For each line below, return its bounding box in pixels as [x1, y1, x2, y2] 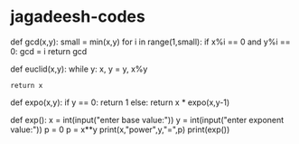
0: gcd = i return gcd [10, 45, 88, 56]
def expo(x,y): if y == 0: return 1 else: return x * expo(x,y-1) [10, 97, 230, 108]
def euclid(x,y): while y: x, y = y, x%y [10, 63, 148, 74]
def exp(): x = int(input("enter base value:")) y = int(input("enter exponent [10, 114, 285, 125]
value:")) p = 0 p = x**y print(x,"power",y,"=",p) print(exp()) [10, 124, 230, 135]
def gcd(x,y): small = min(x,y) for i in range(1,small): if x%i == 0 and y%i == [10, 36, 292, 47]
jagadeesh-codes [10, 6, 145, 27]
